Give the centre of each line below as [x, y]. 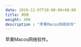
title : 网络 [17, 15]
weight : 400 [18, 19]
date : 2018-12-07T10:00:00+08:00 [41, 10]
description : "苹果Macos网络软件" [41, 24]
